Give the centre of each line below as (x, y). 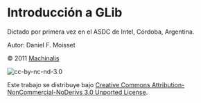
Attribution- (168, 84)
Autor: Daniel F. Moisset (41, 45)
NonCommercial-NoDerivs (45, 92)
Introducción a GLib (65, 13)
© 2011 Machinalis (33, 58)
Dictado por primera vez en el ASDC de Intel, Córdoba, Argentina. (101, 32)
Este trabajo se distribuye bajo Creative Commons (79, 84)
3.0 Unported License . (116, 92)
